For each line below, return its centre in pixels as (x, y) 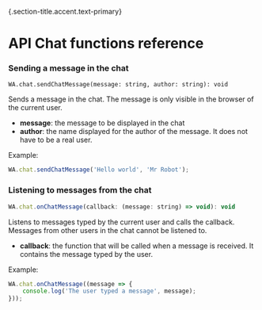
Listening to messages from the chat (80, 190)
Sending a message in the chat (68, 68)
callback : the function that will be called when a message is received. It (137, 246)
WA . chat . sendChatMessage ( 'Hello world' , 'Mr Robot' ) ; (99, 170)
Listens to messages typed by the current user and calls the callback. (122, 222)
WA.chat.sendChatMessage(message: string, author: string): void (118, 85)
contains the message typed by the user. (86, 254)
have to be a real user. (56, 140)
